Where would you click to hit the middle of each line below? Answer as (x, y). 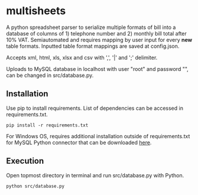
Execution (25, 161)
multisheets (36, 11)
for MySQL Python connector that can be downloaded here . (79, 142)
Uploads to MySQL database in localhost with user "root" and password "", (98, 69)
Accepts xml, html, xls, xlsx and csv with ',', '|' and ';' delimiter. (82, 57)
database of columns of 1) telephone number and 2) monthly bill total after (97, 33)
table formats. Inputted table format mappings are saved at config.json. (93, 46)
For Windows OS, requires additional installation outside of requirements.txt (98, 136)
